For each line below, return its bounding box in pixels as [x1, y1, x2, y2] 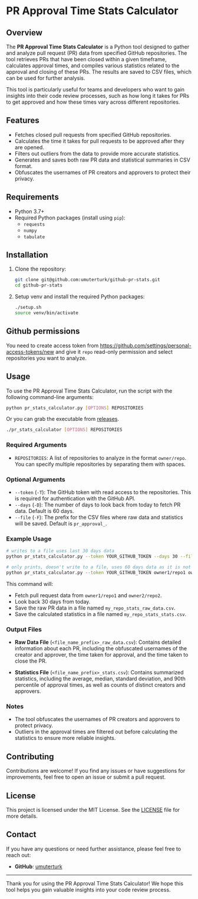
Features [6, 116, 39, 126]
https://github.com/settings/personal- [100, 342, 192, 349]
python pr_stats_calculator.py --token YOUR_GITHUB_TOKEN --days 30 [6, 554, 178, 559]
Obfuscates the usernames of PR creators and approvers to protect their [14, 169, 191, 176]
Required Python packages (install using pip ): [14, 214, 126, 221]
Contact [6, 829, 37, 839]
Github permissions [6, 326, 80, 337]
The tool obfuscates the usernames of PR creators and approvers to [14, 716, 180, 723]
